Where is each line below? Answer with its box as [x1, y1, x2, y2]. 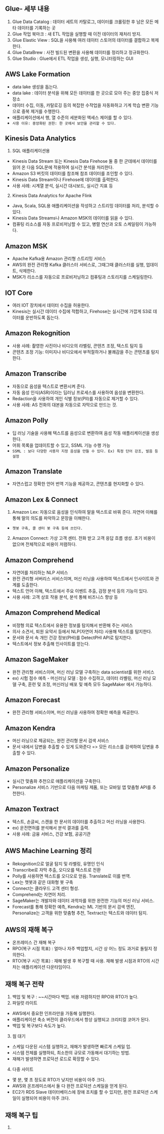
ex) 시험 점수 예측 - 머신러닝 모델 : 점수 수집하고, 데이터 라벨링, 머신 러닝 [12, 675, 151, 681]
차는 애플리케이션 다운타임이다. [12, 964, 72, 970]
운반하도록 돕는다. [25, 315, 60, 320]
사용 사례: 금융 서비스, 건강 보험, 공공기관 [12, 831, 91, 837]
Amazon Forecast [5, 696, 60, 704]
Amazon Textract [5, 805, 59, 814]
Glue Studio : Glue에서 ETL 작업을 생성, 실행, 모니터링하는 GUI [12, 56, 134, 61]
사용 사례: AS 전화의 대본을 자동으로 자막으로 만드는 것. [12, 402, 118, 407]
